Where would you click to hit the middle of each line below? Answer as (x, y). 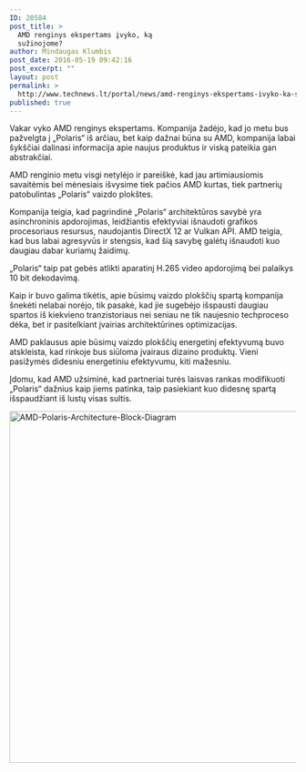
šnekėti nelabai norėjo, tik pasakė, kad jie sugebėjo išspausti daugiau (139, 305)
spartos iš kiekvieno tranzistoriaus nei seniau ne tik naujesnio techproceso (149, 315)
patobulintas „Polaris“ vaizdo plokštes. (82, 194)
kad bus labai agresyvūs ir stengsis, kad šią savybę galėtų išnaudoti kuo (145, 241)
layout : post (34, 77)
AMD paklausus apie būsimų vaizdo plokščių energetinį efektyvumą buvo (147, 342)
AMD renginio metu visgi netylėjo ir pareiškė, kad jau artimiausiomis (137, 175)
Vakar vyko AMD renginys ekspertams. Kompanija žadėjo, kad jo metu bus (149, 128)
